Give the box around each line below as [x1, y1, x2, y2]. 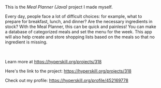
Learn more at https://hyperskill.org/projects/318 [5, 59, 102, 64]
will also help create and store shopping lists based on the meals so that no [5, 34, 155, 40]
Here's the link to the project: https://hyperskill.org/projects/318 [5, 68, 132, 74]
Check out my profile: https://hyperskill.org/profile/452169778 [5, 77, 129, 83]
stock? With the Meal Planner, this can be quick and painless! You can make [5, 24, 156, 29]
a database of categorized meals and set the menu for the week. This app [5, 29, 152, 34]
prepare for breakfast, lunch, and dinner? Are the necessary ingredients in [5, 19, 153, 24]
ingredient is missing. [5, 39, 47, 45]
